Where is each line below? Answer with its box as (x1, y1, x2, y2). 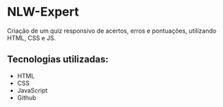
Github (16, 93, 36, 102)
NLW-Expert (7, 4, 79, 20)
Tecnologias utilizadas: (7, 54, 108, 65)
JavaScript (16, 86, 48, 94)
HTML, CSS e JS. (7, 33, 56, 42)
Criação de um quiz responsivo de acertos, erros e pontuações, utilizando (7, 27, 217, 35)
